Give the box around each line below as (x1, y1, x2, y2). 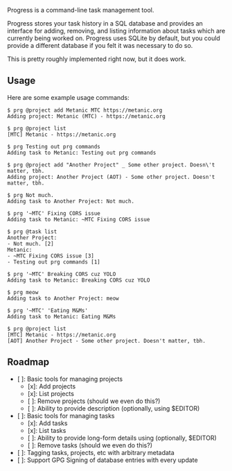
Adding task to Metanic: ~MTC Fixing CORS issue (7, 216, 150, 223)
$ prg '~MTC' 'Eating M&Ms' (7, 307, 89, 314)
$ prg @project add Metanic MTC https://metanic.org (7, 107, 163, 114)
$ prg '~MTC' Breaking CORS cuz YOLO (7, 271, 116, 277)
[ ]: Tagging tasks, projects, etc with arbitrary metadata (17, 448, 175, 456)
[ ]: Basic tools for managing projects (17, 375, 123, 383)
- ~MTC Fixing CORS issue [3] (7, 252, 95, 259)
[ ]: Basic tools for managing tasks (17, 411, 115, 420)
